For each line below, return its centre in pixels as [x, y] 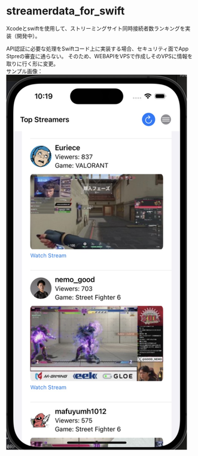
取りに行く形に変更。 [32, 64]
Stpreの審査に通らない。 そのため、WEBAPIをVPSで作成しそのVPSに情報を [100, 56]
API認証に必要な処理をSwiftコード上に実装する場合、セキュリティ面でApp [98, 49]
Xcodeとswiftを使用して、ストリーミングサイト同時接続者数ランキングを [96, 28]
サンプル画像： [25, 71]
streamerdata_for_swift [66, 11]
